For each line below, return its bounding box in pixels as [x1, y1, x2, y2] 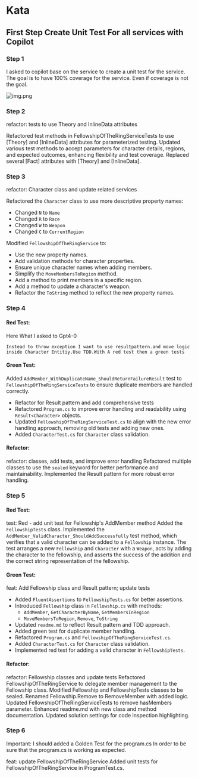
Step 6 [6, 726, 26, 735]
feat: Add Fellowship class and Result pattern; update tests [6, 584, 150, 592]
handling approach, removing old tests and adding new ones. [14, 424, 165, 431]
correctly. [6, 387, 30, 394]
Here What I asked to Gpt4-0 [6, 332, 77, 339]
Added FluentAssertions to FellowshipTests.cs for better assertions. [14, 596, 184, 603]
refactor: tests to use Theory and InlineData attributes [6, 120, 138, 128]
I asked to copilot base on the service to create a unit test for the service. [6, 68, 186, 75]
